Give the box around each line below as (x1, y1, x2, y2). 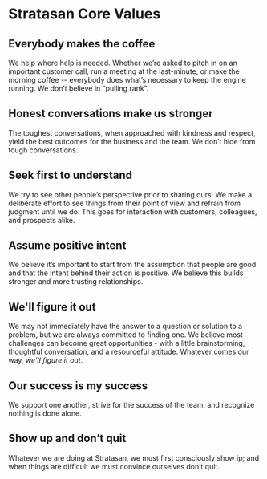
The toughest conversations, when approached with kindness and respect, (8, 128, 256, 137)
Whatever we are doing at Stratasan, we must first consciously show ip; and (8, 453, 260, 462)
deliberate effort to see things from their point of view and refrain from (8, 198, 241, 208)
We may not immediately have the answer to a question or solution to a (8, 322, 243, 331)
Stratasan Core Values (8, 5, 161, 23)
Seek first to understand (8, 168, 132, 182)
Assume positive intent (8, 238, 127, 253)
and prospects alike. (8, 215, 75, 225)
